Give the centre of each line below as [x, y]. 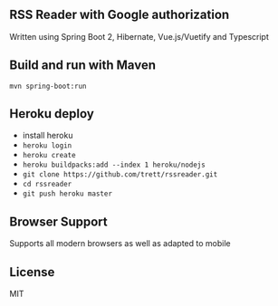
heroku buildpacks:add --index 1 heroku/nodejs [114, 165]
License [32, 272]
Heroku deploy [52, 114]
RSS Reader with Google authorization [120, 15]
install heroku [48, 136]
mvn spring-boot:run [48, 86]
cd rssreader [47, 185]
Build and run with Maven [83, 66]
